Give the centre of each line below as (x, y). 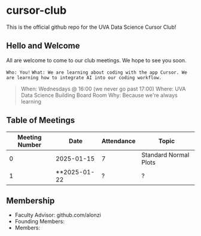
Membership (31, 200)
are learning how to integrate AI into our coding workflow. (84, 78)
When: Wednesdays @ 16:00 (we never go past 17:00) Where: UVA (103, 89)
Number (30, 144)
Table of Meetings (41, 120)
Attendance (118, 141)
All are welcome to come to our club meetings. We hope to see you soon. (96, 60)
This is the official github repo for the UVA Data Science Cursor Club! (91, 27)
